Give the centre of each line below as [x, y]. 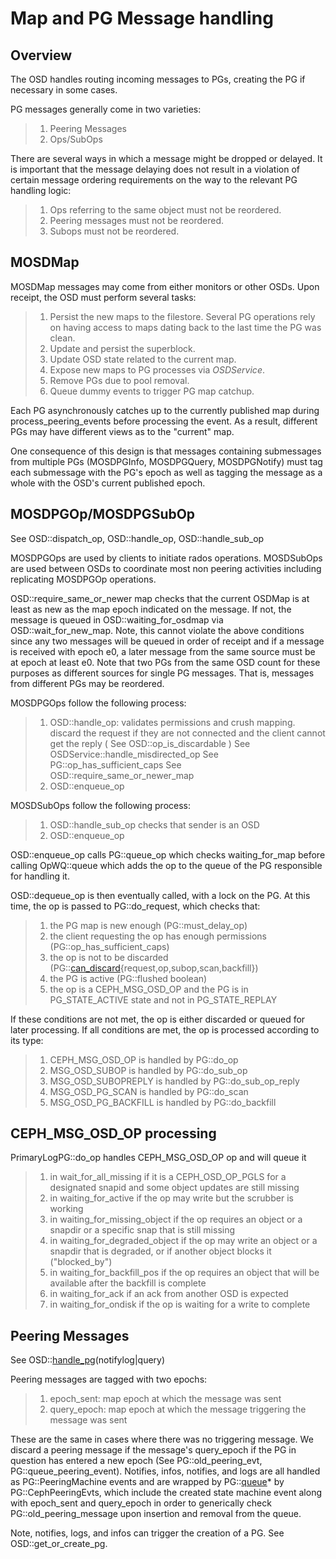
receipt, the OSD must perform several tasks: [103, 297]
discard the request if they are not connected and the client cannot [187, 733]
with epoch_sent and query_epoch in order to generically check [141, 1503]
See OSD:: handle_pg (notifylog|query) [88, 1360]
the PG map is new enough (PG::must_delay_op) [148, 925]
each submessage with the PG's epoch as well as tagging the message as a [166, 472]
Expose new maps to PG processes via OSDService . [157, 369]
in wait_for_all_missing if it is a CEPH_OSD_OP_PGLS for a [168, 1177]
